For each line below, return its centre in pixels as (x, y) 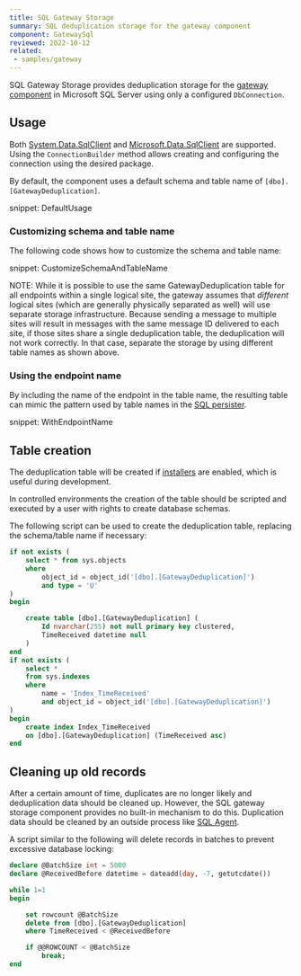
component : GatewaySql (52, 34)
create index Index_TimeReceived (88, 727)
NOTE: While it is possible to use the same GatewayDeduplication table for (147, 286)
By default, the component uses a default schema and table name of (136, 181)
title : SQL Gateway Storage (62, 18)
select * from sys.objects (76, 561)
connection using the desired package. (82, 164)
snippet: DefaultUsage (51, 208)
